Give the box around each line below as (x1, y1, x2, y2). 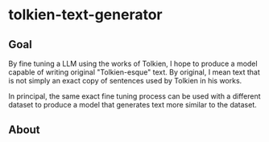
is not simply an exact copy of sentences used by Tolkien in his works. (8, 76, 242, 85)
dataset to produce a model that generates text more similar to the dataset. (8, 100, 258, 109)
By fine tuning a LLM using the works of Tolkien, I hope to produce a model (8, 59, 258, 68)
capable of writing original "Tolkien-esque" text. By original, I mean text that (8, 67, 260, 77)
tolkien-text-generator (8, 6, 163, 24)
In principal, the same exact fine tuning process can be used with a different (8, 91, 261, 101)
